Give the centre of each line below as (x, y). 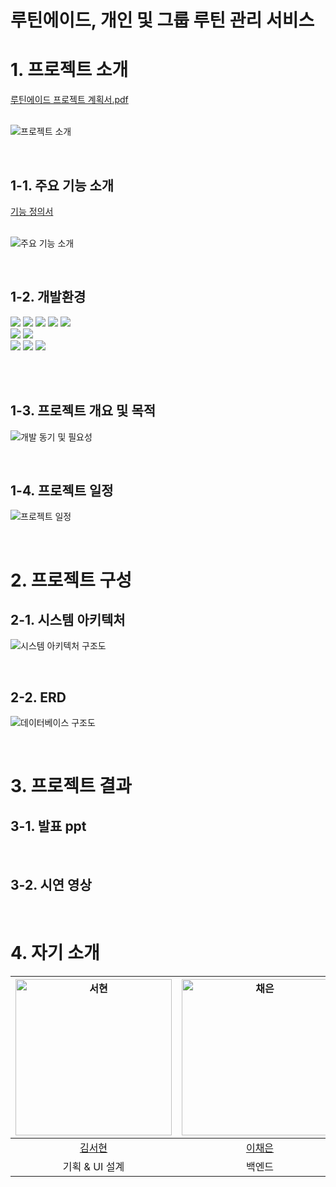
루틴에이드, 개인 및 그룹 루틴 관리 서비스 (162, 20)
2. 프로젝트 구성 (71, 580)
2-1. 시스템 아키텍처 (68, 619)
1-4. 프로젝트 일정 (62, 490)
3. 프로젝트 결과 (71, 786)
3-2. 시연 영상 (51, 884)
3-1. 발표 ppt (48, 826)
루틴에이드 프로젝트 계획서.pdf (69, 100)
